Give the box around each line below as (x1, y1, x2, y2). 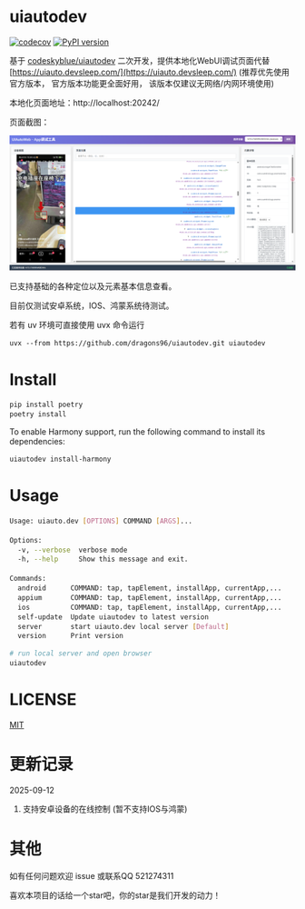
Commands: (9, 574, 47, 584)
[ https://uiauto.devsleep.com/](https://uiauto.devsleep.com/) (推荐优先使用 (9, 66, 290, 77)
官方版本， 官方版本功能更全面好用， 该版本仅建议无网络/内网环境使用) (9, 77, 275, 88)
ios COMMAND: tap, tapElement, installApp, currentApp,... (17, 603, 282, 612)
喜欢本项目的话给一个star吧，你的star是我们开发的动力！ (9, 889, 221, 901)
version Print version (17, 632, 124, 641)
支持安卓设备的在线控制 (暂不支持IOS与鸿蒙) (22, 803, 188, 814)
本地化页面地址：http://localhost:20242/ (9, 97, 161, 108)
